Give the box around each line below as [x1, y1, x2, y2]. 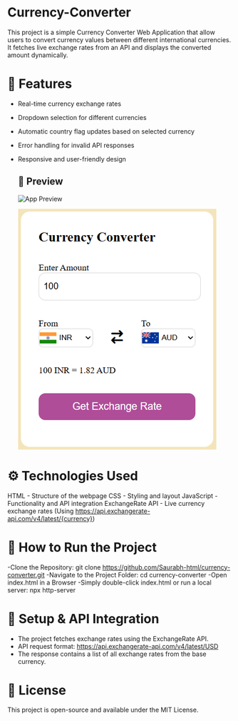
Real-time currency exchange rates [17, 99, 122, 108]
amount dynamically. [7, 51, 69, 59]
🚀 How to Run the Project [7, 539, 157, 555]
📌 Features [7, 76, 73, 92]
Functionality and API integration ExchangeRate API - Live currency [7, 499, 205, 507]
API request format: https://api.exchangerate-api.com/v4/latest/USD [17, 642, 219, 650]
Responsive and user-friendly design [17, 154, 127, 163]
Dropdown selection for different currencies [17, 113, 148, 121]
